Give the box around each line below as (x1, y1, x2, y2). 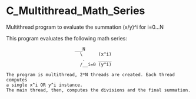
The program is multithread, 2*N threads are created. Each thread (6, 71, 175, 77)
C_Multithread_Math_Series (6, 4, 145, 18)
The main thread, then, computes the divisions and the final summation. (6, 87, 191, 93)
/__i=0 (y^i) (79, 62, 112, 67)
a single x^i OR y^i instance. (6, 82, 83, 88)
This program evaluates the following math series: (6, 35, 128, 42)
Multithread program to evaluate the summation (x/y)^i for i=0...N (6, 23, 164, 30)
